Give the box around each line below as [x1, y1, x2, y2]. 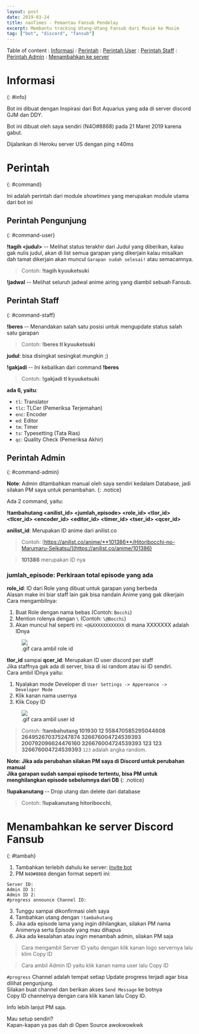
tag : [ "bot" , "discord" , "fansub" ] [7, 31, 95, 37]
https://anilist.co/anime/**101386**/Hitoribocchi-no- [44, 538, 175, 545]
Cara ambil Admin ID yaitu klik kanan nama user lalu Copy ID [21, 962, 169, 969]
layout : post [7, 8, 39, 15]
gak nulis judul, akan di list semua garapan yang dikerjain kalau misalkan [7, 249, 184, 256]
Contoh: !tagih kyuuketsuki [21, 267, 89, 274]
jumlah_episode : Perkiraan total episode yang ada [7, 571, 153, 579]
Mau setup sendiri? [7, 1015, 54, 1022]
